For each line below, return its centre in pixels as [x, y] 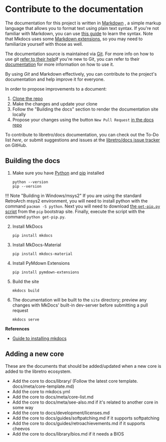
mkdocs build [26, 290]
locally [19, 114]
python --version [30, 182]
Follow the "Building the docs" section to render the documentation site [85, 109]
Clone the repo [28, 99]
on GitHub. [16, 145]
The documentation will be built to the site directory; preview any [80, 300]
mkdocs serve [26, 320]
